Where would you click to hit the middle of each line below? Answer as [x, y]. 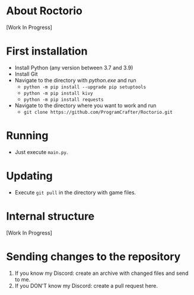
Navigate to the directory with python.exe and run [75, 80]
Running [27, 136]
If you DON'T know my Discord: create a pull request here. [86, 286]
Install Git [26, 74]
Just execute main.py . [41, 152]
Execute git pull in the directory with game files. [75, 192]
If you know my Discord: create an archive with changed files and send [101, 273]
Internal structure [50, 216]
